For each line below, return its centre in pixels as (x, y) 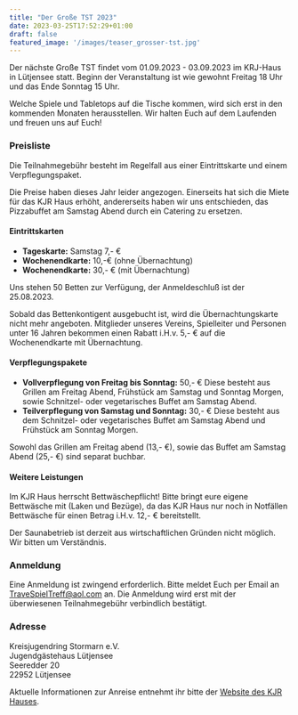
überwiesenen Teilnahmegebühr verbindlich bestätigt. (108, 604)
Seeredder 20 (35, 665)
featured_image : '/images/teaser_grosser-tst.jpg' (105, 42)
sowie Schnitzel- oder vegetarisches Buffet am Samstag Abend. (139, 401)
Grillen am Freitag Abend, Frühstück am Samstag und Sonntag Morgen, (153, 392)
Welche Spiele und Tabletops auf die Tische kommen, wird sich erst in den (146, 104)
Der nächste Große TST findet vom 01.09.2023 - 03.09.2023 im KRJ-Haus (145, 68)
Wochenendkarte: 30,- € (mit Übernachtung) (106, 270)
